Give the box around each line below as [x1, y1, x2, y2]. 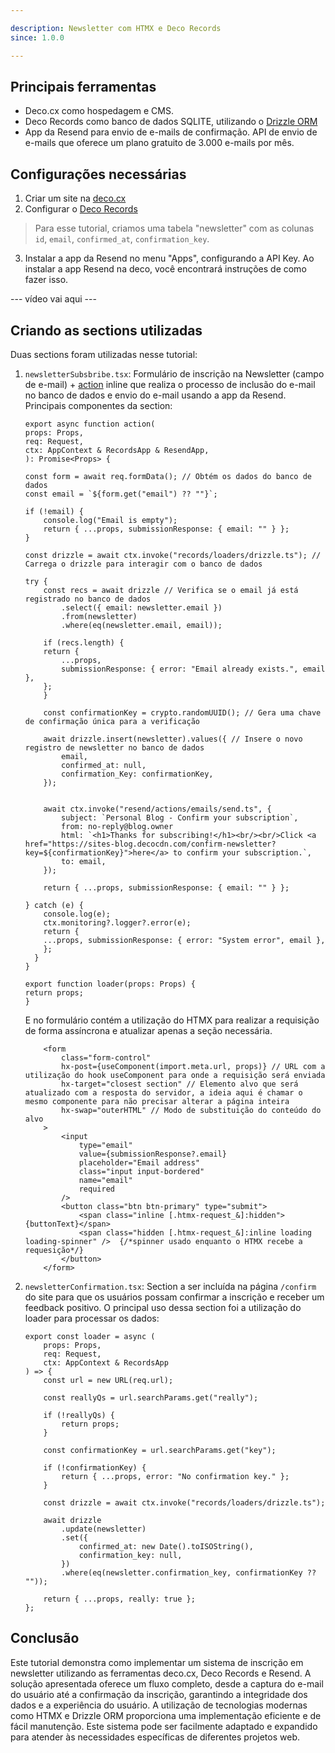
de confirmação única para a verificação [24, 716, 200, 726]
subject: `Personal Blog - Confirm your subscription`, [61, 812, 299, 823]
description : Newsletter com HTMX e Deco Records [10, 23, 222, 33]
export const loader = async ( [24, 1331, 156, 1341]
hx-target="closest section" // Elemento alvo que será [61, 1079, 299, 1089]
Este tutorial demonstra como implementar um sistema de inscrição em [10, 1656, 304, 1668]
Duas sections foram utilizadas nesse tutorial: [10, 348, 198, 360]
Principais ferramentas [10, 78, 157, 95]
